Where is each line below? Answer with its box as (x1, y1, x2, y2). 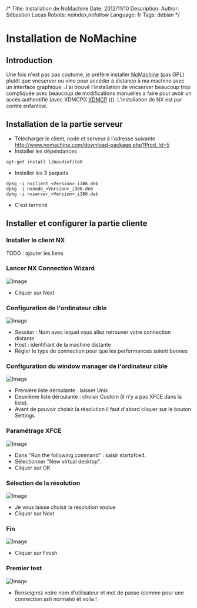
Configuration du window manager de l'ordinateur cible (6, 362, 168, 370)
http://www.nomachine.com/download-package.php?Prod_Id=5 (14, 141, 170, 148)
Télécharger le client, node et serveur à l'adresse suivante (14, 135, 156, 142)
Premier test (6, 564, 42, 573)
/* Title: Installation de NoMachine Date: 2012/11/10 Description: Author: (6, 5, 179, 12)
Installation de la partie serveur (6, 119, 123, 129)
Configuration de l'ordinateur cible (6, 304, 107, 312)
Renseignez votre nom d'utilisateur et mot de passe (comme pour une (14, 589, 184, 596)
